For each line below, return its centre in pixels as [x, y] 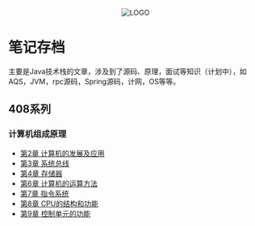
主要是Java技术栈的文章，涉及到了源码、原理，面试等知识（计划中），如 [128, 71]
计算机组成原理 [38, 134]
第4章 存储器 [41, 173]
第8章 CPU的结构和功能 [59, 203]
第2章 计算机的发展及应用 [62, 153]
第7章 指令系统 [44, 193]
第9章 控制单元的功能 [55, 213]
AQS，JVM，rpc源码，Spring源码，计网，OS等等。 [94, 81]
